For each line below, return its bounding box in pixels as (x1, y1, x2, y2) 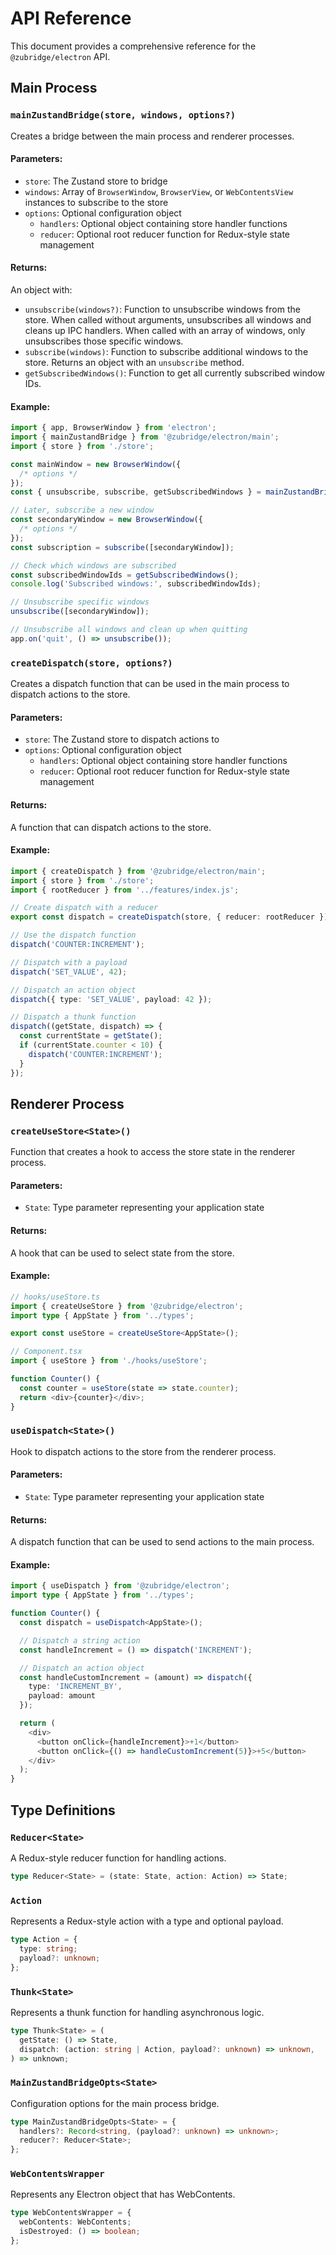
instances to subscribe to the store (24, 196, 169, 208)
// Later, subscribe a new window (10, 505, 155, 516)
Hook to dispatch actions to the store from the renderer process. (10, 1445, 277, 1457)
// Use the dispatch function (10, 930, 137, 941)
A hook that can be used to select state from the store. (10, 1247, 235, 1259)
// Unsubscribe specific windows (10, 597, 150, 607)
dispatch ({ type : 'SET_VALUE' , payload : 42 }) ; (10, 994, 213, 1004)
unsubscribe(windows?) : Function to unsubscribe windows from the (24, 303, 301, 316)
